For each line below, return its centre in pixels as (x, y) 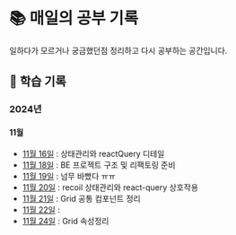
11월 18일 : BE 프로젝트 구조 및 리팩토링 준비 (99, 165)
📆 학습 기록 (38, 82)
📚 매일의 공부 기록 (74, 18)
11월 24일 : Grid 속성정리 (66, 222)
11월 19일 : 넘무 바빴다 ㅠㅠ (69, 177)
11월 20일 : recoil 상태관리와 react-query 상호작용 (110, 187)
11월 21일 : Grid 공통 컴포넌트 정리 (81, 199)
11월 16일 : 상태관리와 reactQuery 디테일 (93, 154)
